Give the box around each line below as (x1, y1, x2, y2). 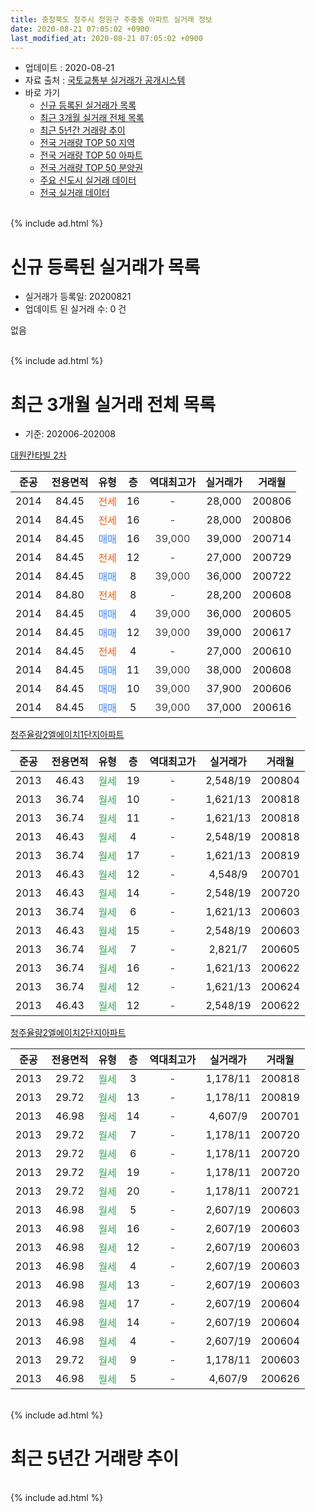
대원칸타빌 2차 (10, 449, 67, 461)
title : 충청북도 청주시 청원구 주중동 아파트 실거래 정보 (10, 14, 213, 25)
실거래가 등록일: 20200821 (24, 291, 132, 303)
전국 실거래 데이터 (39, 187, 110, 199)
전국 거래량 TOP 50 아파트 (39, 149, 143, 161)
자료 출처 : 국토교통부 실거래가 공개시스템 (24, 74, 186, 86)
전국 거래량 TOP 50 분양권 (39, 162, 143, 174)
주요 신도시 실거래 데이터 (39, 174, 137, 186)
